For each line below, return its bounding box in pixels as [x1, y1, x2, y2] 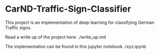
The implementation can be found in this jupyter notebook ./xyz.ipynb [5, 43, 147, 49]
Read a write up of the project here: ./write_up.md [5, 34, 106, 40]
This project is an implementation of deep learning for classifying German [5, 19, 155, 25]
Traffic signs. [5, 24, 32, 30]
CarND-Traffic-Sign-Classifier [5, 3, 131, 15]
